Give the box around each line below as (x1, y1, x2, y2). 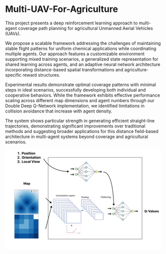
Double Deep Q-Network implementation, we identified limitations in (5, 103, 145, 109)
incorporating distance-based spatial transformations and (5, 66, 123, 73)
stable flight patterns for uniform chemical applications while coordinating (5, 45, 157, 51)
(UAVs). (5, 30, 21, 36)
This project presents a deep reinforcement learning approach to (5, 20, 138, 26)
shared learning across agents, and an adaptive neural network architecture (5, 61, 161, 67)
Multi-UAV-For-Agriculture (5, 3, 118, 15)
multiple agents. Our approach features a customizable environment (5, 51, 145, 57)
